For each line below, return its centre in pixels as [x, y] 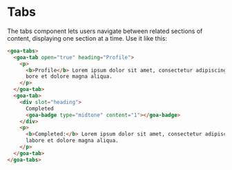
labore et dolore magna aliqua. [72, 141]
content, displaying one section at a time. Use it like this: [87, 38]
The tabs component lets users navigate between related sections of [105, 31]
